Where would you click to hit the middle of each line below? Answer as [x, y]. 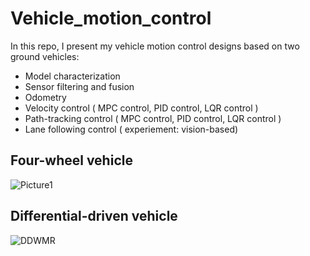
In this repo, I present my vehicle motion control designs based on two [155, 46]
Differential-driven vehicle [94, 216]
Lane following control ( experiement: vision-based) [131, 129]
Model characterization [72, 76]
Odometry [45, 97]
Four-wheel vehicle [71, 160]
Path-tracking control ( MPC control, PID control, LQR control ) [153, 118]
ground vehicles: [45, 56]
